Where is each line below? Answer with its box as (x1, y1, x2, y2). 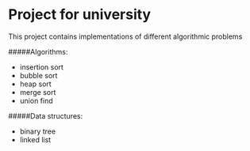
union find (19, 96, 53, 105)
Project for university (8, 6, 152, 24)
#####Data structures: (8, 111, 83, 120)
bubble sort (19, 70, 58, 80)
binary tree (19, 126, 56, 136)
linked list (19, 134, 52, 144)
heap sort (19, 79, 52, 89)
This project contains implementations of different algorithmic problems (8, 32, 243, 41)
